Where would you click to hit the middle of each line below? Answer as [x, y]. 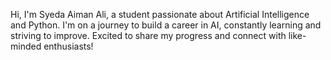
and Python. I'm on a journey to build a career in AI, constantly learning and [166, 25]
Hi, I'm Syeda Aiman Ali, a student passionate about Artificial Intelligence [160, 14]
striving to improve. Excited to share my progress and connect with [148, 35]
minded [26, 46]
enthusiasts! [68, 46]
